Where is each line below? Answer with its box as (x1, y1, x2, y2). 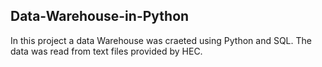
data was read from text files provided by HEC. (10, 45, 203, 57)
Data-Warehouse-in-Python (10, 8, 190, 25)
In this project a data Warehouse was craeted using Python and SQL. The (10, 34, 312, 46)
